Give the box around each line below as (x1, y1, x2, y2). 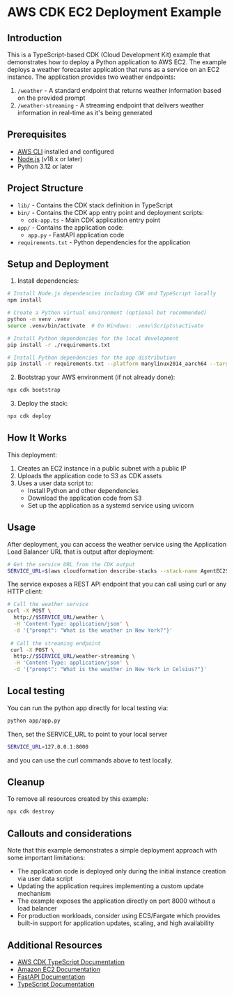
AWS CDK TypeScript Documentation (17, 957, 125, 966)
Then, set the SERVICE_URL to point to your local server (7, 730, 168, 738)
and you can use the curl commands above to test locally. (7, 756, 173, 765)
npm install (7, 297, 42, 304)
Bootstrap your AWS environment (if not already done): (17, 373, 175, 381)
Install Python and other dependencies (27, 486, 139, 494)
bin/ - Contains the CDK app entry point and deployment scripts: (17, 208, 204, 216)
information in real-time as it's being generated (17, 109, 153, 117)
